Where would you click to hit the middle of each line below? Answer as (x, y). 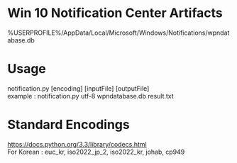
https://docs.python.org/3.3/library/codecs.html (77, 144)
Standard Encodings (68, 125)
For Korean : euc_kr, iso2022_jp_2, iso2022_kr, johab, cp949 (96, 152)
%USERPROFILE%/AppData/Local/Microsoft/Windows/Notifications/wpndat (118, 33)
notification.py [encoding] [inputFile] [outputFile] (78, 88)
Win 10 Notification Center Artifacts (115, 13)
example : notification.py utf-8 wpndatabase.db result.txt (90, 96)
